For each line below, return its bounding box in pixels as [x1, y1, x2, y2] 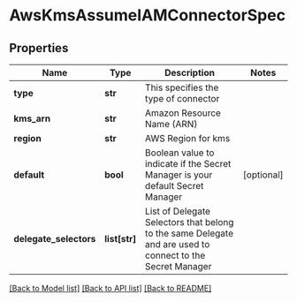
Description [164, 67, 215, 79]
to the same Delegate [144, 227, 234, 239]
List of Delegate [144, 205, 210, 217]
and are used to [144, 238, 210, 250]
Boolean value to [144, 147, 215, 159]
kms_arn [13, 112, 51, 125]
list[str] [104, 233, 137, 245]
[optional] [242, 169, 284, 181]
